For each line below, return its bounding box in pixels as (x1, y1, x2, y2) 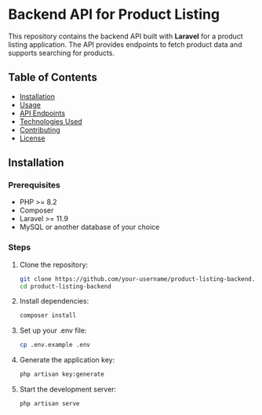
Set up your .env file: (19, 326, 87, 335)
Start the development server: (19, 384, 117, 394)
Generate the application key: (19, 355, 115, 365)
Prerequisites (8, 180, 60, 191)
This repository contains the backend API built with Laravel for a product (8, 31, 243, 41)
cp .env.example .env (19, 341, 90, 349)
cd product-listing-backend (19, 282, 111, 290)
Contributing (19, 125, 60, 134)
